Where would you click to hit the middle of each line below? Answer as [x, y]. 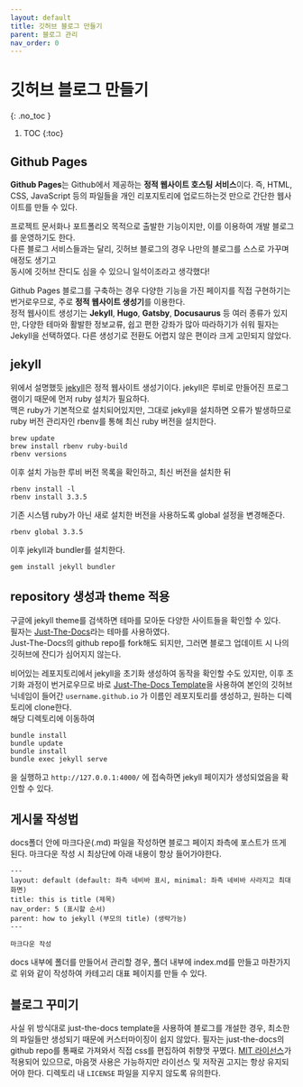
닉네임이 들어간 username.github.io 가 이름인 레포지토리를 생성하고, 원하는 [143, 695]
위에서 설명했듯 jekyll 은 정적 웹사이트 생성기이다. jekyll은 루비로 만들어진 [138, 387]
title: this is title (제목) [63, 900]
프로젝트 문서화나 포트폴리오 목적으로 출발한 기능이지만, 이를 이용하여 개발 [140, 226]
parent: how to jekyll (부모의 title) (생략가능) [99, 919]
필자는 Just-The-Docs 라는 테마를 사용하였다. [90, 631]
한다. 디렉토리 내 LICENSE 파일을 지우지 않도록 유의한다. [124, 1073]
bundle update [37, 743]
